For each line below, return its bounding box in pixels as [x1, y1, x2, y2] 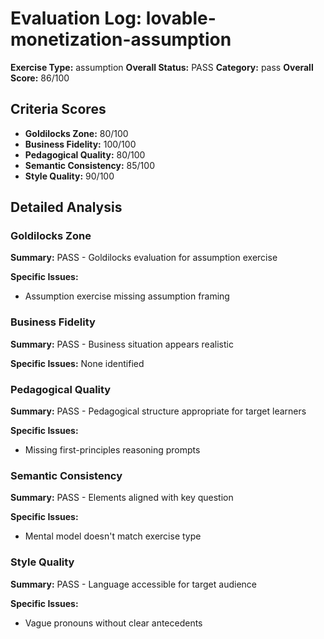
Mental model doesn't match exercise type [24, 530, 202, 542]
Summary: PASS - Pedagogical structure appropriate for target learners [10, 405, 307, 417]
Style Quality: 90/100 [24, 170, 115, 182]
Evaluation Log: [10, 7, 143, 30]
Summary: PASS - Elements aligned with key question [10, 492, 234, 504]
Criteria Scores [10, 101, 107, 118]
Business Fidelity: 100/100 [24, 138, 137, 150]
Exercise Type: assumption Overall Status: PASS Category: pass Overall [10, 61, 314, 73]
